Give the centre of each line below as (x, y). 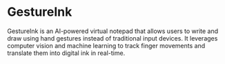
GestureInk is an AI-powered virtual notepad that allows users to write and (113, 31)
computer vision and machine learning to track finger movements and (106, 45)
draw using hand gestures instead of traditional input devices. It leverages (112, 38)
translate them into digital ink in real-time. (66, 53)
